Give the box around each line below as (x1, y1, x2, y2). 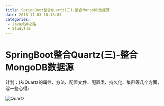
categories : (5, 17, 30, 22)
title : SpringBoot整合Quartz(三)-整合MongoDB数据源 (5, 7, 110, 13)
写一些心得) (5, 86, 29, 92)
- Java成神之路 (7, 21, 36, 27)
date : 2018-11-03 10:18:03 (5, 12, 62, 17)
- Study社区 (7, 26, 31, 31)
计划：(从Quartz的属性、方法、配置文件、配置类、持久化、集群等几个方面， (5, 79, 162, 85)
